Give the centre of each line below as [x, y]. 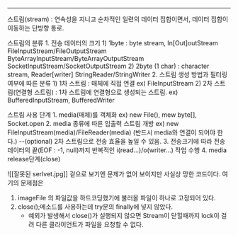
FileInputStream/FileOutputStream [57, 51]
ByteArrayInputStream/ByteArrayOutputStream [76, 58]
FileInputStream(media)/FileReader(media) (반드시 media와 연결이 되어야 [112, 132]
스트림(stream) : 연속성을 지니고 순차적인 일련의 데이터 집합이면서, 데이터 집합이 [118, 19]
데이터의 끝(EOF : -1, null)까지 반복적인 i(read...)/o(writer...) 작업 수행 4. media [117, 150]
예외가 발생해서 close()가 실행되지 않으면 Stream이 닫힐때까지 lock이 [124, 216]
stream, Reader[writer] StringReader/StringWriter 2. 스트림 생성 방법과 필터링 [118, 74]
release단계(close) [34, 159]
